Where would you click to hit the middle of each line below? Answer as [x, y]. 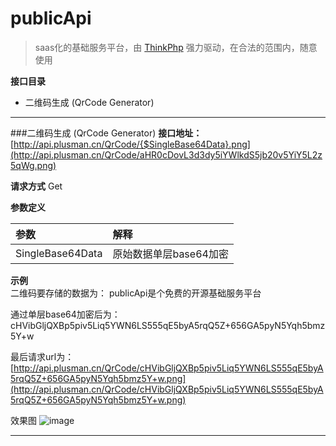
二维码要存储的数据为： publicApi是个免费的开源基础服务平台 [136, 293]
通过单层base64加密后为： [65, 314]
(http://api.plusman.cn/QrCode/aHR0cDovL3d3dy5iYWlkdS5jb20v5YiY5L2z [166, 154]
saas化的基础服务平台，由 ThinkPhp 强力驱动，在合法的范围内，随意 [176, 47]
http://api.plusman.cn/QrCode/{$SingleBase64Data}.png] [132, 144]
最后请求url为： [42, 356]
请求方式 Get [36, 186]
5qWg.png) [33, 165]
